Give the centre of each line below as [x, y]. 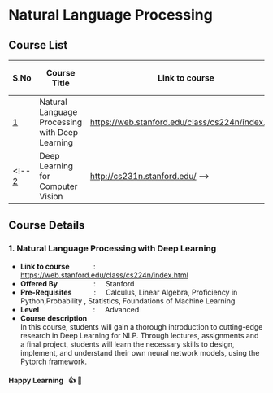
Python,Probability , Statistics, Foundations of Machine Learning [128, 301]
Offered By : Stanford [77, 283]
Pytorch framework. [54, 361]
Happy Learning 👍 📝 [45, 381]
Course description [54, 318]
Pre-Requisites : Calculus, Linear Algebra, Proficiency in [129, 292]
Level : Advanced [80, 309]
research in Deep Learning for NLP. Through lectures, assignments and [139, 335]
